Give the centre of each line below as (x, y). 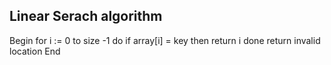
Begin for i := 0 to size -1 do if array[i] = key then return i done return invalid (165, 40)
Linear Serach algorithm (86, 16)
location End (35, 51)
